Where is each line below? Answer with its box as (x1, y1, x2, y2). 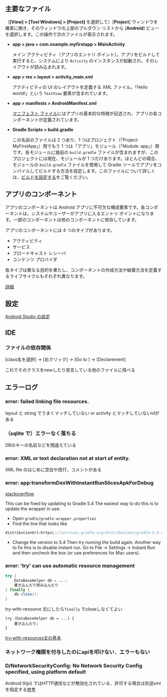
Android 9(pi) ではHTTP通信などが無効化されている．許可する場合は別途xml (5, 680, 161, 687)
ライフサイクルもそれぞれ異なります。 (9, 273, 87, 279)
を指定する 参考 (5, 687, 36, 693)
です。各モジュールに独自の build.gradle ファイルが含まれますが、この (12, 149, 159, 155)
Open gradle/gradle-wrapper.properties (12, 515, 96, 521)
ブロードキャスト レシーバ (12, 250, 66, 256)
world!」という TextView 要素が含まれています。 (12, 90, 111, 96)
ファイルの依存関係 (5, 344, 51, 351)
